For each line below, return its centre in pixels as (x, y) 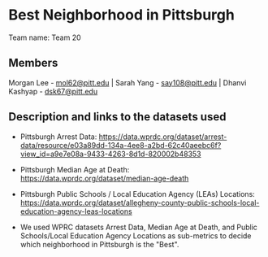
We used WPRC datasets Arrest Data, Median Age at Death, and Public (139, 227)
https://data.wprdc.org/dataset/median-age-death (104, 178)
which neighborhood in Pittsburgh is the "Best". (99, 244)
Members (33, 63)
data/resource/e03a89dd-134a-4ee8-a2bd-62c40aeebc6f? (121, 145)
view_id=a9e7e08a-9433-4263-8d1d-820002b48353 (110, 154)
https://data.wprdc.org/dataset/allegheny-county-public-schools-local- (140, 203)
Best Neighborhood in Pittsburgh (122, 15)
